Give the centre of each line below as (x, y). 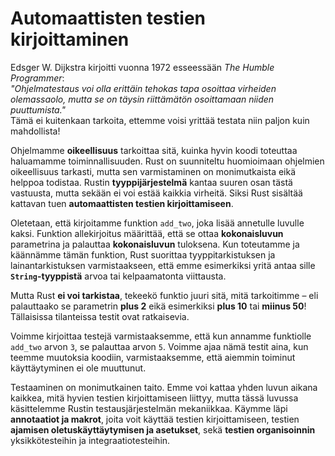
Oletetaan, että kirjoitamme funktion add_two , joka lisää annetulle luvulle (157, 223)
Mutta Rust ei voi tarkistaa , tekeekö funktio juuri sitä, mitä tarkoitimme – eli (164, 295)
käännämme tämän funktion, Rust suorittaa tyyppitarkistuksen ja (143, 254)
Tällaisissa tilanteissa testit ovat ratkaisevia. (100, 316)
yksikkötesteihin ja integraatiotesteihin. (90, 440)
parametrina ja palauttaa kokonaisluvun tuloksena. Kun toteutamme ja (155, 244)
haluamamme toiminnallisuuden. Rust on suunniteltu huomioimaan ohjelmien (167, 161)
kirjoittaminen (70, 39)
